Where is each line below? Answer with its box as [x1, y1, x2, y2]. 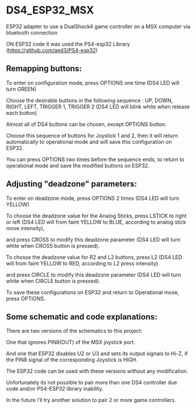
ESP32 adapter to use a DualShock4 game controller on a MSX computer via [6, 23, 191, 30]
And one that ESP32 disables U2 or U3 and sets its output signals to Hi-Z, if [6, 350, 188, 357]
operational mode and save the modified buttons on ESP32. [6, 162, 150, 169]
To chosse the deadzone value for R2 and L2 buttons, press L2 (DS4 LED [6, 253, 183, 261]
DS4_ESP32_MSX [6, 4, 94, 17]
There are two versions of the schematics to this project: [6, 328, 142, 335]
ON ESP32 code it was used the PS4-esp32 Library [6, 40, 130, 47]
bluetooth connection [6, 29, 58, 36]
